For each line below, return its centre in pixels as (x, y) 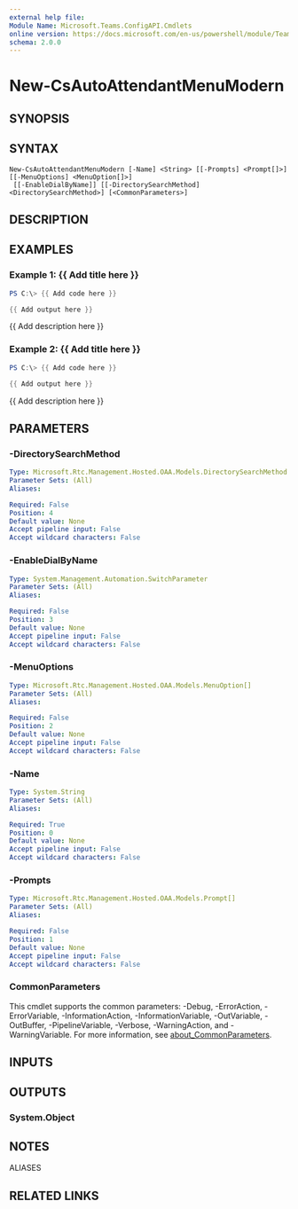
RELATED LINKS (54, 1195)
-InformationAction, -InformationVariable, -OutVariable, (162, 1016)
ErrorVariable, (35, 1016)
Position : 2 (31, 726)
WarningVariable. (41, 1034)
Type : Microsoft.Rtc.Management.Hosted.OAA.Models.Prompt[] (123, 899)
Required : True (37, 824)
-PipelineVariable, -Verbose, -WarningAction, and (138, 1025)
